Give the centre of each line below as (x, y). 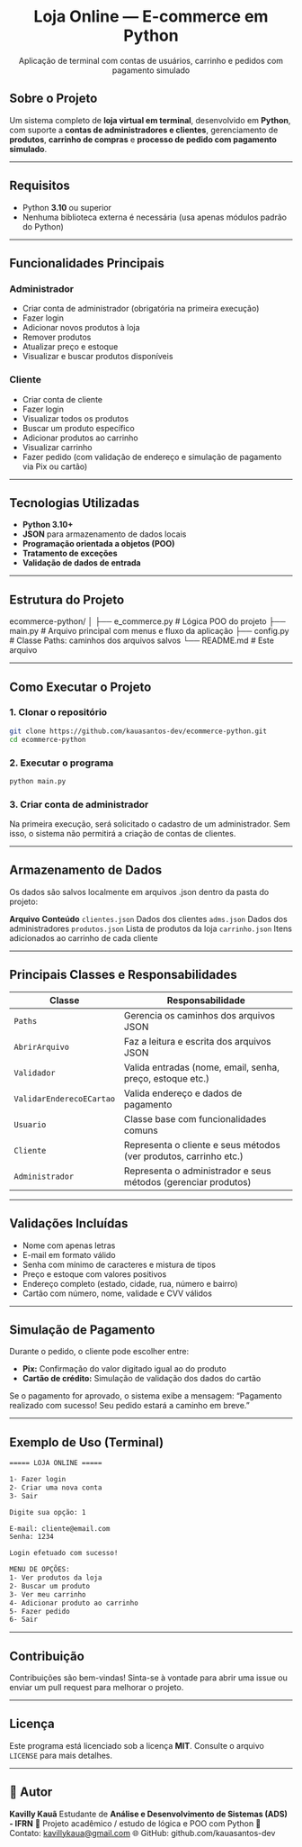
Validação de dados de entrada (81, 563)
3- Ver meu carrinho (48, 1594)
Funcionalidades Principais (87, 263)
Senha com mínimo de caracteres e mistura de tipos (119, 1264)
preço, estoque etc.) (167, 1078)
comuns (142, 1130)
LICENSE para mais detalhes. (61, 1755)
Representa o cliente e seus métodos (202, 1145)
